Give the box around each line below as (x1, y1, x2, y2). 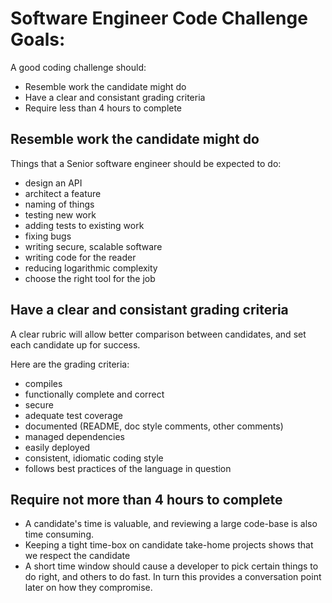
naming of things (24, 198, 95, 210)
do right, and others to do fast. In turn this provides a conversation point (24, 571, 322, 583)
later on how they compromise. (24, 582, 153, 594)
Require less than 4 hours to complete (24, 102, 183, 114)
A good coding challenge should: (10, 61, 147, 73)
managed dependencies (24, 430, 125, 442)
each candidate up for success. (10, 338, 141, 351)
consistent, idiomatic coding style (24, 452, 164, 464)
